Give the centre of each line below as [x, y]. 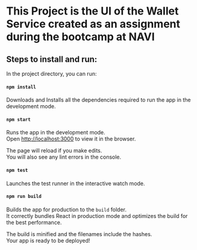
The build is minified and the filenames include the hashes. [79, 234]
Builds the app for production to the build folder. [67, 209]
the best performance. [34, 222]
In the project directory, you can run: [52, 74]
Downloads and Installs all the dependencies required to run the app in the [98, 100]
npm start [19, 119]
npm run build [24, 197]
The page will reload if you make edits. [54, 151]
